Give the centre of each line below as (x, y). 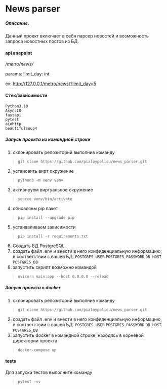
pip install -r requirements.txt (53, 236)
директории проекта (35, 340)
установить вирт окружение (43, 171)
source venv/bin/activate (45, 199)
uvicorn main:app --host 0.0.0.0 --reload (63, 277)
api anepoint (19, 53)
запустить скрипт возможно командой (55, 267)
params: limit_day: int (27, 74)
